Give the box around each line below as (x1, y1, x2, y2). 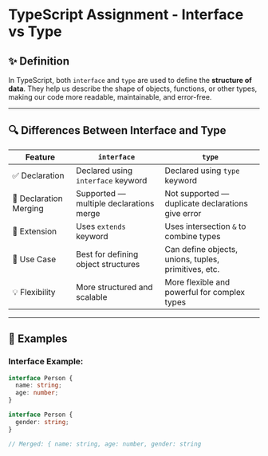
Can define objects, (164, 243, 238, 254)
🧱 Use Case (12, 254, 57, 265)
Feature (25, 151, 56, 163)
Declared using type (164, 165, 240, 176)
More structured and (75, 281, 153, 293)
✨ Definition (8, 54, 70, 68)
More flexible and (164, 277, 231, 288)
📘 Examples (8, 332, 68, 346)
